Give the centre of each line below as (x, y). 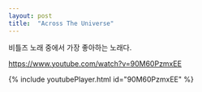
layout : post (30, 16)
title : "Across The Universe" (61, 23)
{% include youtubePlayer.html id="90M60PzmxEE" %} (101, 79)
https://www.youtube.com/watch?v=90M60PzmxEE (95, 63)
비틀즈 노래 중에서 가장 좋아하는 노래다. (70, 47)
